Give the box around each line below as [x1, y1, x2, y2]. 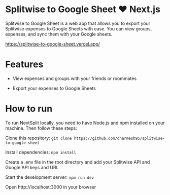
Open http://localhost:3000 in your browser [5, 184, 96, 190]
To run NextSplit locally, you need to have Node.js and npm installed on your [5, 120, 165, 126]
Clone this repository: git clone [5, 135, 72, 141]
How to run [5, 103, 53, 114]
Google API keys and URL [5, 164, 59, 170]
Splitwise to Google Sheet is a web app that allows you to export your [5, 20, 151, 26]
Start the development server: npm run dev [5, 174, 94, 180]
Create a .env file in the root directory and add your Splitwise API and [5, 159, 150, 165]
